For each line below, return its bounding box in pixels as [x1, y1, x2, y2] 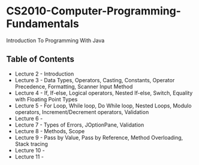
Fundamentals [6, 17, 79, 31]
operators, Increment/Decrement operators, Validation [14, 108, 149, 115]
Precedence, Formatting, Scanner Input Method [14, 83, 133, 90]
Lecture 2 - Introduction [14, 70, 74, 77]
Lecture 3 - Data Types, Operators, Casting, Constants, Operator [14, 76, 175, 83]
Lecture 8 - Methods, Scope [14, 127, 85, 134]
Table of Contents [6, 54, 75, 64]
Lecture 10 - [14, 146, 45, 154]
